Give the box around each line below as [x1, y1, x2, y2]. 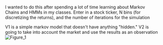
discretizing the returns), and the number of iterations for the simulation [5, 15, 150, 20]
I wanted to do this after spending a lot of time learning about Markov [5, 4, 145, 10]
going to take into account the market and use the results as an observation [5, 29, 158, 35]
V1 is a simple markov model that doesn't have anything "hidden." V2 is [5, 24, 149, 30]
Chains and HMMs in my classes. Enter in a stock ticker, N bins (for [5, 9, 141, 15]
